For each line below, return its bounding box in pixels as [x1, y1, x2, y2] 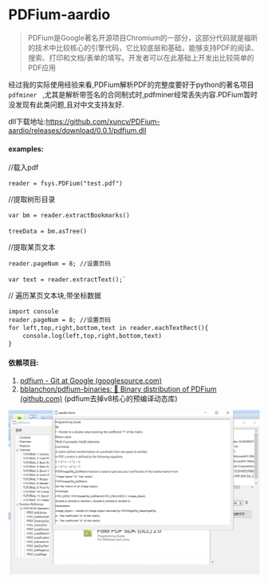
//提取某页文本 [8, 242, 56, 252]
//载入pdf [8, 163, 39, 172]
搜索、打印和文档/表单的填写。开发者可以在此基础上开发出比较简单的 [27, 53, 254, 62]
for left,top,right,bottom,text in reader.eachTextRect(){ [8, 324, 209, 332]
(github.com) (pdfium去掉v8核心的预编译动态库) [19, 394, 178, 403]
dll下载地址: [8, 116, 46, 126]
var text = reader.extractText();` [8, 276, 127, 284]
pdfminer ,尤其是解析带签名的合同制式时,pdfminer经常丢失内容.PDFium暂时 [8, 89, 258, 99]
